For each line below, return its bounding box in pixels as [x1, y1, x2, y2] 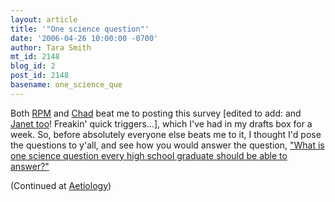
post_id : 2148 [10, 71, 70, 81]
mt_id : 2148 [10, 52, 60, 62]
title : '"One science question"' [10, 24, 150, 34]
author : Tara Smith [10, 42, 92, 53]
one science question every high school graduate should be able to [10, 149, 288, 161]
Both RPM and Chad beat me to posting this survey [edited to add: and [10, 107, 302, 119]
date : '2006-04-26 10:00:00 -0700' [10, 33, 159, 43]
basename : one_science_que [10, 80, 123, 90]
